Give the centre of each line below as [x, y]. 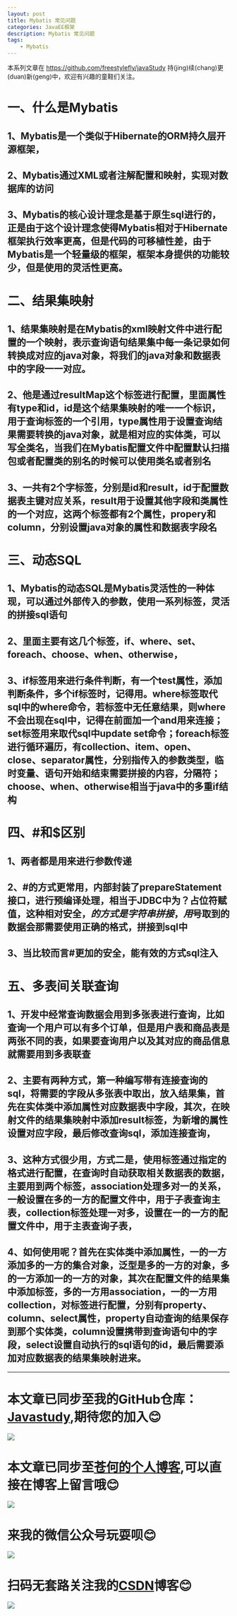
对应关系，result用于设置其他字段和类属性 [136, 501]
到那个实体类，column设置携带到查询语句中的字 [112, 1332]
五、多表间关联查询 [63, 986]
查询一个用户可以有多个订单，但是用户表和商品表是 [119, 1028]
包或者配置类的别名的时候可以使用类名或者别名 [109, 461]
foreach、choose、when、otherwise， [95, 654]
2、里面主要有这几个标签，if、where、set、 [104, 641]
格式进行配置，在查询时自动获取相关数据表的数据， [119, 1173]
